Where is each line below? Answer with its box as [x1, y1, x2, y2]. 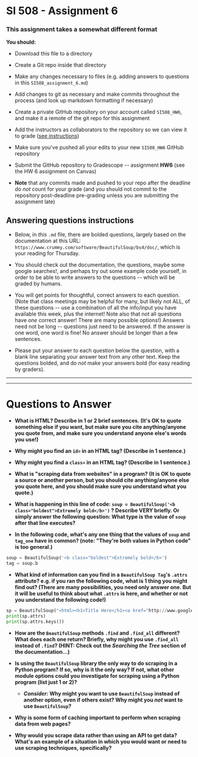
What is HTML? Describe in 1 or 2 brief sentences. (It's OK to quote [14, 417, 181, 424]
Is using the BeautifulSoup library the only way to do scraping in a [14, 659, 178, 667]
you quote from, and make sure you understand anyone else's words [14, 430, 187, 437]
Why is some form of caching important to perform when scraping [14, 714, 181, 721]
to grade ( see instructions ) [14, 132, 80, 139]
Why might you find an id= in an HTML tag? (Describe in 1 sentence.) [14, 447, 186, 454]
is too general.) [14, 544, 53, 551]
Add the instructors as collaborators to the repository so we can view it [14, 126, 187, 134]
